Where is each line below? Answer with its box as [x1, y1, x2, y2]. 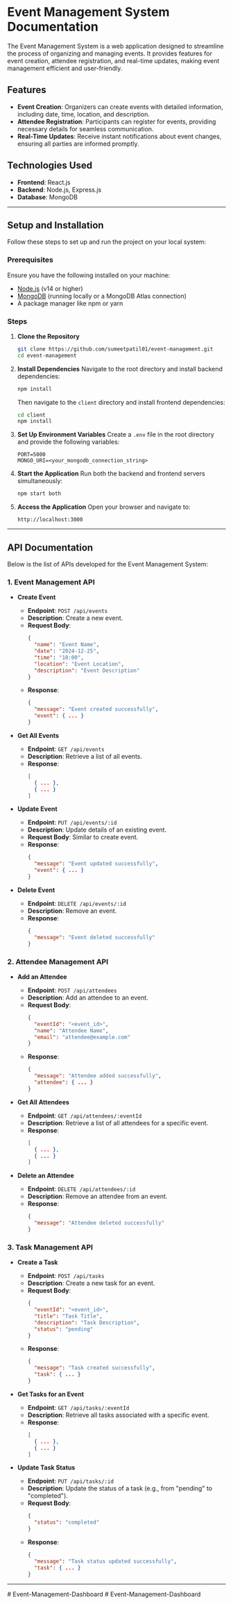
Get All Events [17, 731, 60, 739]
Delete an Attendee [17, 1171, 74, 1180]
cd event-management [17, 352, 77, 359]
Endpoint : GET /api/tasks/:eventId [27, 1403, 130, 1411]
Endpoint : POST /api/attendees [27, 986, 117, 994]
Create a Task [17, 1258, 58, 1267]
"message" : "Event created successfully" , [33, 706, 159, 713]
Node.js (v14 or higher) [17, 284, 83, 292]
